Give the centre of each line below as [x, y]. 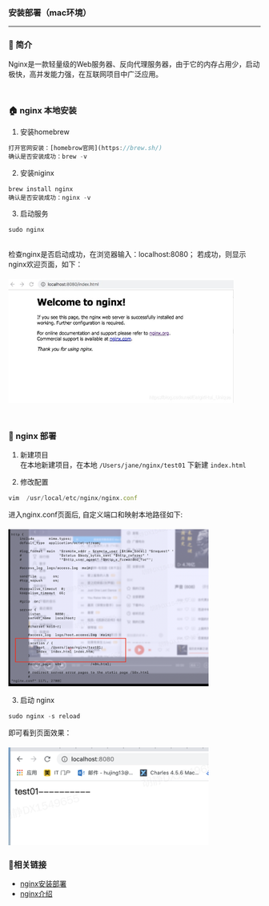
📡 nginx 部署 [32, 436]
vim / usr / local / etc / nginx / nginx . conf [73, 498]
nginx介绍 [36, 893]
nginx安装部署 [43, 884]
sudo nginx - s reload [44, 716]
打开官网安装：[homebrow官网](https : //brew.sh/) [85, 148]
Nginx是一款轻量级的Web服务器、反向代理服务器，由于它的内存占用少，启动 [134, 64]
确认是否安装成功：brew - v [48, 156]
